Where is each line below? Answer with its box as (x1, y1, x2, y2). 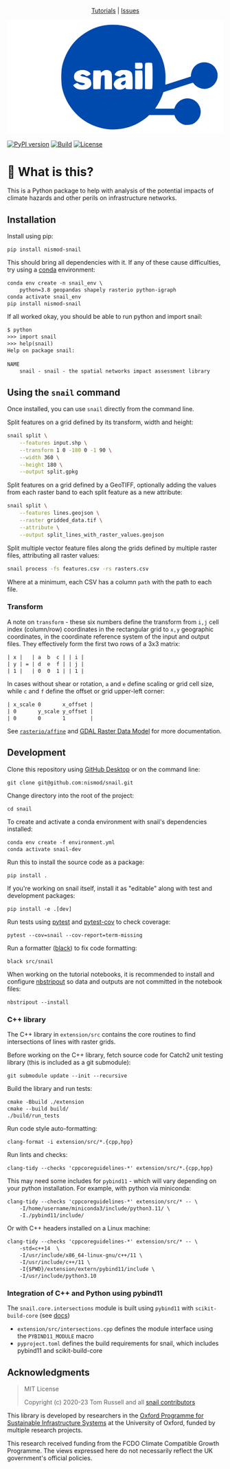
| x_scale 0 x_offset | (7, 701, 94, 708)
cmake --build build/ (7, 1105, 69, 1112)
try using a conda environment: (7, 265, 96, 274)
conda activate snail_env (7, 294, 81, 300)
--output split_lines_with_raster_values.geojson (19, 531, 165, 538)
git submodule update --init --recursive (7, 1072, 128, 1079)
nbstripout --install (7, 999, 69, 1006)
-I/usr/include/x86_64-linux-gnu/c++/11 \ (19, 1252, 143, 1259)
